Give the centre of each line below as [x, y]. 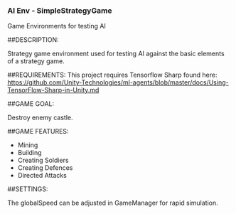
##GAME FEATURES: [38, 132]
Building [29, 153]
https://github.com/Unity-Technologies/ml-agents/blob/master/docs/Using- [118, 82]
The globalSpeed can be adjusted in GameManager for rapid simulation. [113, 203]
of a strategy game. [36, 61]
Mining [28, 145]
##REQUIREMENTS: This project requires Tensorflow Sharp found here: [112, 75]
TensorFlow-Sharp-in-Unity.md [53, 90]
